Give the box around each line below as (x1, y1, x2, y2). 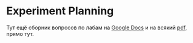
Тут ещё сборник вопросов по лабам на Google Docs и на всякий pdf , (6, 24, 187, 31)
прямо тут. (6, 30, 35, 37)
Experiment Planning (6, 4, 114, 18)
